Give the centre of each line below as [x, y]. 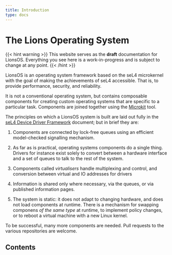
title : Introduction [27, 10]
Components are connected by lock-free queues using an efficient [83, 132]
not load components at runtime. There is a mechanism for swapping [86, 205]
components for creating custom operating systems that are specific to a [82, 102]
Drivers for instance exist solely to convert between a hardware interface [90, 153]
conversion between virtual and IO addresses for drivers [72, 174]
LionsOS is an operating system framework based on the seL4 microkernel [84, 75]
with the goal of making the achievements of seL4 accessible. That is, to [82, 81]
